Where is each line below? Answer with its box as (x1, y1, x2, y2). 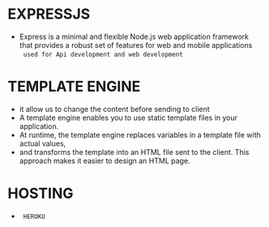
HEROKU (23, 212, 45, 221)
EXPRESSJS (7, 5, 91, 24)
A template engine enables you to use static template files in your (19, 113, 238, 122)
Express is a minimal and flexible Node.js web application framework (19, 32, 249, 41)
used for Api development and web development (23, 50, 183, 58)
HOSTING (7, 184, 74, 203)
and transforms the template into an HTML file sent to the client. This (19, 147, 250, 156)
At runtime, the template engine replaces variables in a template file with (19, 130, 261, 139)
